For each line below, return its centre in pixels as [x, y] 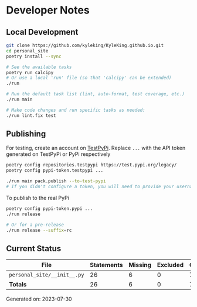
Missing [140, 265]
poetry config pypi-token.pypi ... [50, 208]
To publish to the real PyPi [38, 198]
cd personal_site [27, 51]
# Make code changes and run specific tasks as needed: [76, 110]
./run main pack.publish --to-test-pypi [56, 181]
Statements [106, 265]
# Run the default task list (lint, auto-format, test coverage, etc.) [95, 94]
